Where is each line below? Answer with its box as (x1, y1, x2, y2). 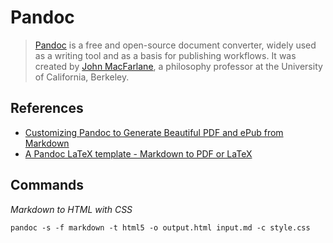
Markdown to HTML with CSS (10, 203, 133, 215)
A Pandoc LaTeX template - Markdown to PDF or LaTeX (24, 147, 253, 160)
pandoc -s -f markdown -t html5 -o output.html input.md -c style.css (10, 222, 311, 233)
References (10, 100, 84, 117)
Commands (10, 177, 85, 194)
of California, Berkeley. (34, 71, 130, 83)
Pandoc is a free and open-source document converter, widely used (34, 39, 317, 51)
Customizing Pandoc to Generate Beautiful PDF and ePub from (24, 126, 284, 138)
